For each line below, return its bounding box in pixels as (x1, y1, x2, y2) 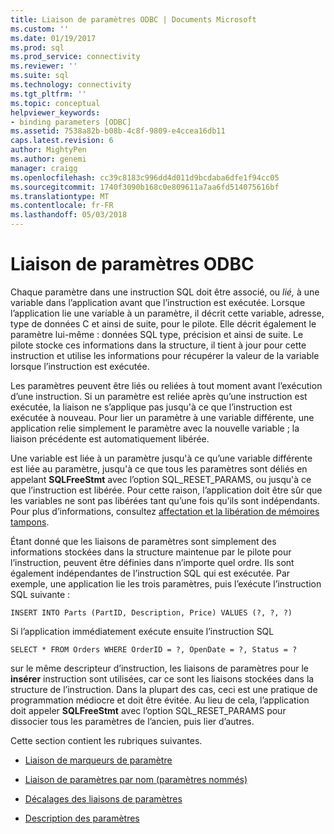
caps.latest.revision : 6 (10, 136, 114, 146)
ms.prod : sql (10, 42, 65, 53)
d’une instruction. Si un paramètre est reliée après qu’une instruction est (10, 390, 308, 402)
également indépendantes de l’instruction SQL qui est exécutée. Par (10, 567, 291, 579)
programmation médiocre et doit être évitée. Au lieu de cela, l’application (10, 694, 310, 706)
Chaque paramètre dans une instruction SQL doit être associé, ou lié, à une (10, 286, 320, 298)
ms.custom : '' (10, 24, 70, 34)
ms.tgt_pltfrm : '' (10, 89, 87, 99)
